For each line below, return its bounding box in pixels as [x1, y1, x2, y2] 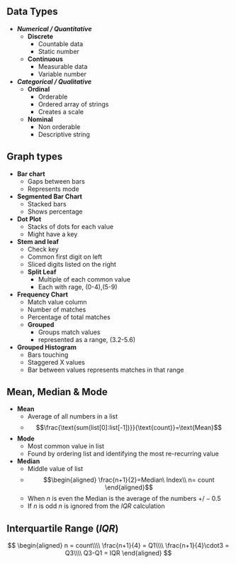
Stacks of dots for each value [27, 222, 114, 231]
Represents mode [27, 184, 79, 193]
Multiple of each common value [38, 275, 130, 283]
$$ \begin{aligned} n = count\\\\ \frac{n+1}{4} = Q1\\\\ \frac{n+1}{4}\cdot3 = [7, 541, 230, 550]
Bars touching [27, 350, 69, 359]
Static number [38, 47, 79, 55]
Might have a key [27, 230, 78, 238]
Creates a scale [38, 107, 84, 116]
